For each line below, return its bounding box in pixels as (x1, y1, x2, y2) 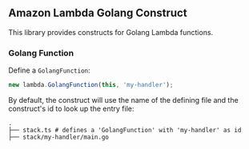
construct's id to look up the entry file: (8, 104, 135, 113)
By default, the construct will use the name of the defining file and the (8, 95, 239, 104)
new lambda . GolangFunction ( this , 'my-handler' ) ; (8, 81, 174, 89)
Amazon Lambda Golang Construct (8, 6, 187, 20)
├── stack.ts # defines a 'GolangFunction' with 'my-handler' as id (8, 126, 242, 134)
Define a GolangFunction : (8, 65, 90, 75)
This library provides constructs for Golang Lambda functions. (8, 27, 214, 37)
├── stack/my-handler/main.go (8, 133, 110, 141)
